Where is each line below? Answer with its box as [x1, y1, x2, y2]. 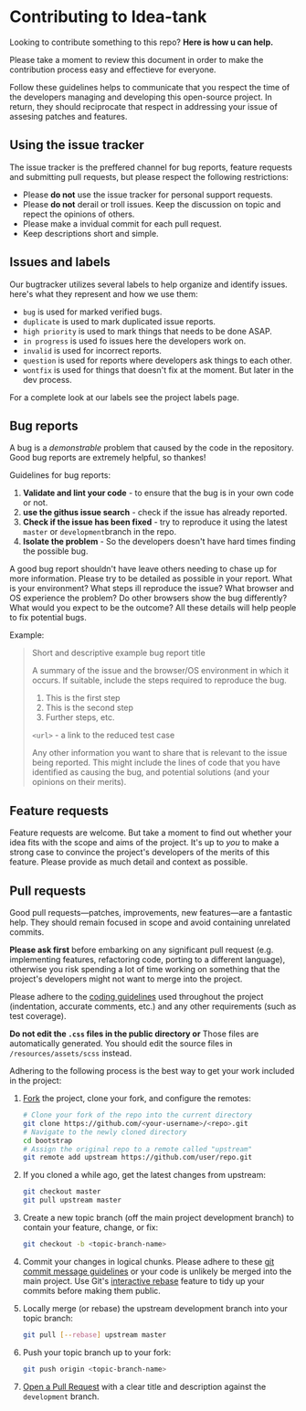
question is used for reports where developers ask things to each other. [22, 355, 292, 366]
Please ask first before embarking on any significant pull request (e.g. [9, 944, 274, 955]
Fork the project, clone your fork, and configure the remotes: [22, 1093, 251, 1103]
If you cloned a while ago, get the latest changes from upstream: [22, 1170, 267, 1181]
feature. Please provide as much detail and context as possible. [9, 856, 248, 867]
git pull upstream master [22, 1195, 121, 1205]
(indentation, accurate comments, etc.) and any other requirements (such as [9, 1001, 297, 1012]
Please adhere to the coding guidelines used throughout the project [9, 992, 264, 1002]
